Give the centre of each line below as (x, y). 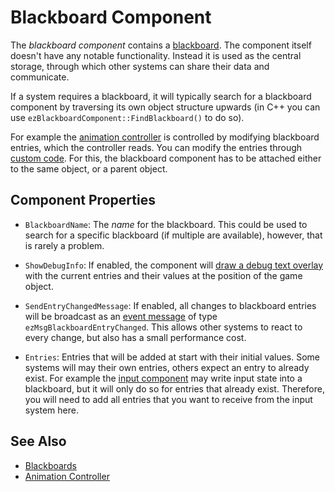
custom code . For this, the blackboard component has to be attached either (166, 158)
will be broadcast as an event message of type (121, 316)
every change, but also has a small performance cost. (135, 337)
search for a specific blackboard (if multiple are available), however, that (173, 235)
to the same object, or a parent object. (89, 168)
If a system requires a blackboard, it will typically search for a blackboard (161, 96)
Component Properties (83, 200)
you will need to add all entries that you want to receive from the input (168, 399)
